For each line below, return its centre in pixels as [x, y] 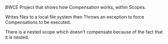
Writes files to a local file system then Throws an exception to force [75, 17]
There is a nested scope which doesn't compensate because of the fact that [84, 32]
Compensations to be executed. [38, 22]
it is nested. [17, 37]
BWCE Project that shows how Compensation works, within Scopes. [76, 7]
